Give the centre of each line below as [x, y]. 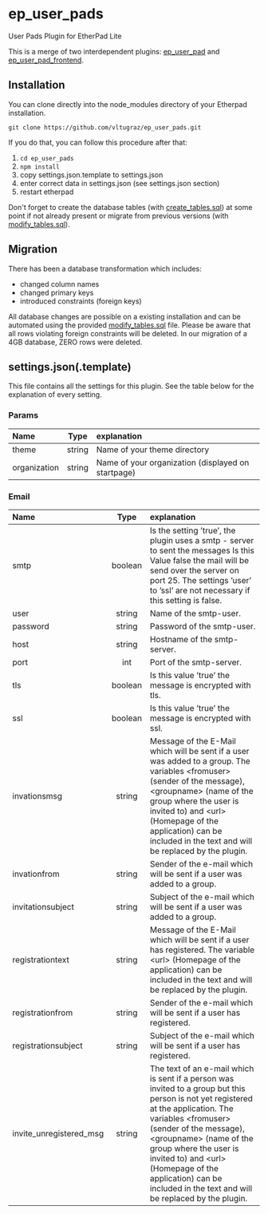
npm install [39, 167]
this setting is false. [186, 600]
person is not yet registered [201, 1098]
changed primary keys [57, 292]
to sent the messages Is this [202, 550]
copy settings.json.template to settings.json [91, 175]
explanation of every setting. [55, 395]
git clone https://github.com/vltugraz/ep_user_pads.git [105, 127]
